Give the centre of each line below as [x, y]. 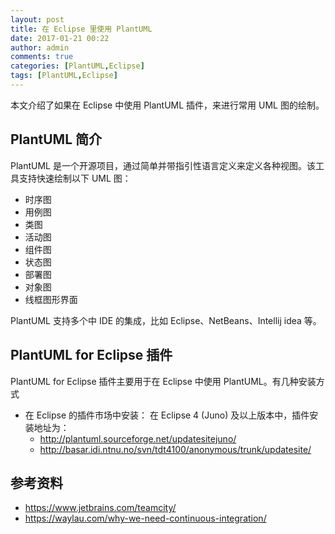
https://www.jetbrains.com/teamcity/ [100, 508]
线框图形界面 [51, 299]
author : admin [40, 47]
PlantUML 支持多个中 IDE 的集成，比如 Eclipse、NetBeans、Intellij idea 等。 [166, 320]
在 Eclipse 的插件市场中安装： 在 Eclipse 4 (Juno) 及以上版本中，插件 [167, 415]
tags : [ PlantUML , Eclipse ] [64, 76]
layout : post [37, 19]
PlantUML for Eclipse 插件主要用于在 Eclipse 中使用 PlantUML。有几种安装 [163, 381]
